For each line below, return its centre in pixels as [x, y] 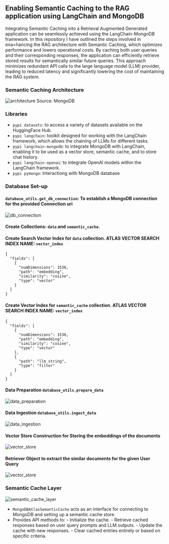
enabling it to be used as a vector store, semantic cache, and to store [84, 152]
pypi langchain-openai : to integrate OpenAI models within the [77, 163]
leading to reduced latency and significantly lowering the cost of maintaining [85, 71]
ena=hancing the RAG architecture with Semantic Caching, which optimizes [84, 44]
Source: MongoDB [55, 101]
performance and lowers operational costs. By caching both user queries [81, 50]
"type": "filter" [37, 366]
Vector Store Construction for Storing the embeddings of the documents [83, 436]
